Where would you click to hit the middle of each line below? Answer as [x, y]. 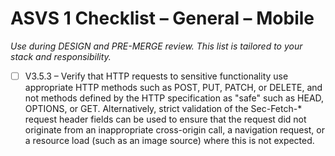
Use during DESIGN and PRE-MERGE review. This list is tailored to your [156, 46]
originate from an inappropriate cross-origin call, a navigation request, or [175, 130]
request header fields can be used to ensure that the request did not [165, 119]
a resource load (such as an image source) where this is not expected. [169, 140]
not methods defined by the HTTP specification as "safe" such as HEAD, [174, 98]
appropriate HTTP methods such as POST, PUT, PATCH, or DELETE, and [173, 87]
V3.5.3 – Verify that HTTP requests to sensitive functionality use [156, 76]
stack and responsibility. [61, 56]
